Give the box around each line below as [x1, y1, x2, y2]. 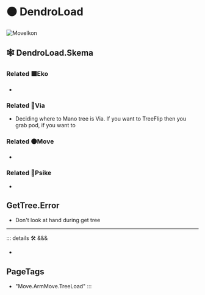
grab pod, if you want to [15, 121, 76, 129]
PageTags [6, 266, 45, 277]
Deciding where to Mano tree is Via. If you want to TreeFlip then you [15, 114, 187, 122]
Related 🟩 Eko [6, 70, 49, 78]
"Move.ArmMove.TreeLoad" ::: [15, 283, 92, 290]
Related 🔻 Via [6, 101, 45, 110]
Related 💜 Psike [6, 169, 52, 177]
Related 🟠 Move [6, 137, 54, 146]
